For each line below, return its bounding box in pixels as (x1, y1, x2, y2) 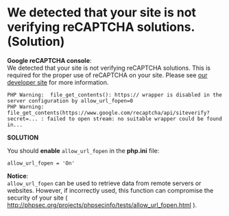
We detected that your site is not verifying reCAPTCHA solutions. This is (7, 64, 211, 72)
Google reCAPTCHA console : (7, 56, 92, 64)
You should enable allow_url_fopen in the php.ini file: (7, 146, 160, 154)
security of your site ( (7, 193, 68, 202)
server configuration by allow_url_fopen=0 (7, 97, 134, 104)
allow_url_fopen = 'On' (7, 159, 75, 167)
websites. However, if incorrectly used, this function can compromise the (7, 186, 214, 194)
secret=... (7, 115, 38, 122)
